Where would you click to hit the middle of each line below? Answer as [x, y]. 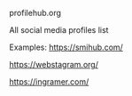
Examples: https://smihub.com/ [66, 47]
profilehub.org [35, 13]
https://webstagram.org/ [54, 64]
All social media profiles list [59, 30]
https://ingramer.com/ [49, 82]
